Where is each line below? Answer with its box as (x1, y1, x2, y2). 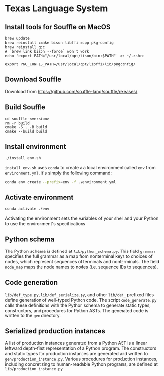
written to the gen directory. (5, 313, 61, 318)
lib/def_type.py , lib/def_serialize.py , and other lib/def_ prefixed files (5, 291, 154, 298)
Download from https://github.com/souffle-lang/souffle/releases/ (5, 88, 138, 94)
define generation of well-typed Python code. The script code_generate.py (5, 297, 157, 303)
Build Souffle (5, 103, 46, 112)
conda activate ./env (5, 206, 50, 211)
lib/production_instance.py (5, 367, 63, 372)
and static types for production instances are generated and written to (5, 351, 148, 357)
